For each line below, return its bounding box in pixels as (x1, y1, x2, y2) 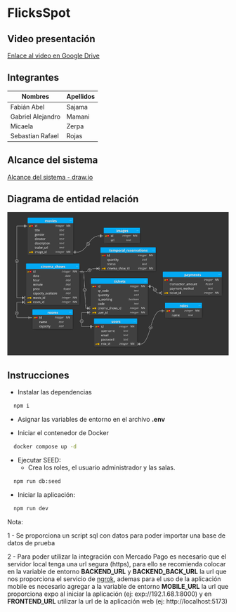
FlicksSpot (7, 5, 71, 21)
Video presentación (7, 33, 96, 45)
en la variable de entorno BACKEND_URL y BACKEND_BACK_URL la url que (7, 567, 227, 576)
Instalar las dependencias (17, 388, 93, 397)
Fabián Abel (10, 102, 45, 111)
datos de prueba (7, 538, 55, 547)
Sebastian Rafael (10, 132, 60, 140)
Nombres (21, 93, 50, 101)
